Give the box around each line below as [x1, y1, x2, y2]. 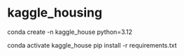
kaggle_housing [7, 5, 103, 21]
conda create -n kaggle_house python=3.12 [7, 28, 133, 36]
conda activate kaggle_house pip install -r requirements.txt [7, 41, 177, 49]
